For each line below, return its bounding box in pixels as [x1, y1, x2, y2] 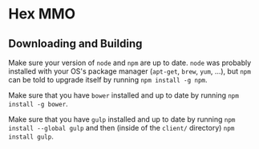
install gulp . [8, 131, 54, 141]
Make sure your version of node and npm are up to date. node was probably [8, 58, 252, 67]
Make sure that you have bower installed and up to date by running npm [8, 91, 239, 100]
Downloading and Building [8, 37, 143, 50]
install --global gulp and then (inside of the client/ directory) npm [8, 123, 235, 132]
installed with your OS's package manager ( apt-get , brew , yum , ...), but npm [8, 66, 251, 76]
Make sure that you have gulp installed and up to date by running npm [8, 115, 236, 124]
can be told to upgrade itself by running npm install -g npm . [8, 75, 208, 84]
